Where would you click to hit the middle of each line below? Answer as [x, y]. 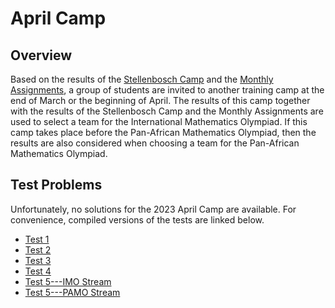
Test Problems [56, 185]
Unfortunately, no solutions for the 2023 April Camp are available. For [153, 209]
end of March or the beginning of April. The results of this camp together [160, 100]
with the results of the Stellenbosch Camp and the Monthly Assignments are [167, 111]
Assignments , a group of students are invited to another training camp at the [167, 90]
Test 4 [38, 271]
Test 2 [38, 249]
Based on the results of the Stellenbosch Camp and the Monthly [142, 79]
